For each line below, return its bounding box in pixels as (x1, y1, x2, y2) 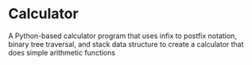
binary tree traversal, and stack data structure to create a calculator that (8, 39, 244, 48)
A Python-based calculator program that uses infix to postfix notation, (8, 31, 237, 40)
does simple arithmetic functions (8, 48, 116, 57)
